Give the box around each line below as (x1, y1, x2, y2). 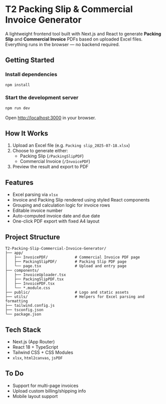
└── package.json (5, 312, 42, 317)
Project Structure (5, 233, 60, 241)
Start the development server (5, 94, 79, 101)
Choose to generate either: (12, 148, 69, 154)
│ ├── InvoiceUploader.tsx (5, 272, 66, 278)
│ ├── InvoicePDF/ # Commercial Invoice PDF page (5, 255, 140, 260)
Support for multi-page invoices (12, 382, 79, 388)
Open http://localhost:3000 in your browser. (5, 114, 96, 121)
